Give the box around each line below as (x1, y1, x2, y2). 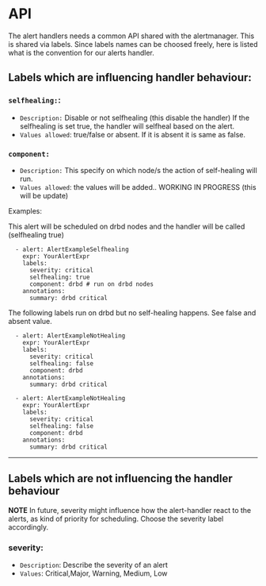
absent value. (8, 316, 53, 326)
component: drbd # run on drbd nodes (28, 280, 154, 288)
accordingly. (8, 522, 49, 532)
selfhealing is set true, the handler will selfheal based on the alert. (19, 121, 235, 131)
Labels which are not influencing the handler (8, 472, 234, 485)
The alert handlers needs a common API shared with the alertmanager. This (8, 31, 255, 40)
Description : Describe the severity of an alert (19, 561, 169, 570)
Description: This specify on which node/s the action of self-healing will (19, 165, 257, 175)
